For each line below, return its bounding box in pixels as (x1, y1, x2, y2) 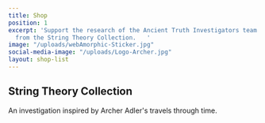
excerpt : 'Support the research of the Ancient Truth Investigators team (8, 26, 258, 34)
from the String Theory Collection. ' (15, 33, 151, 42)
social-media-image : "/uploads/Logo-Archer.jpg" (8, 48, 172, 56)
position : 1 (8, 19, 48, 27)
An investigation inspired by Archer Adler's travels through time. (8, 106, 217, 115)
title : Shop (8, 11, 48, 20)
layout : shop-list (8, 56, 69, 64)
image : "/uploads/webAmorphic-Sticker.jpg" (8, 41, 155, 49)
